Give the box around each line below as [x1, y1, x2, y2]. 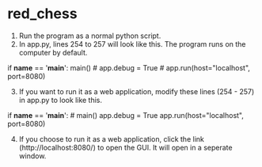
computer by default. [18, 47, 88, 57]
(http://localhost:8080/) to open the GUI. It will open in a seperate [18, 142, 233, 152]
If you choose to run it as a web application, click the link [18, 134, 205, 143]
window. [18, 151, 47, 161]
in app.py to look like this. [18, 95, 103, 104]
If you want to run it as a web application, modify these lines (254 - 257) [18, 86, 255, 96]
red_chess [7, 5, 78, 23]
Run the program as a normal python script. [18, 31, 161, 40]
